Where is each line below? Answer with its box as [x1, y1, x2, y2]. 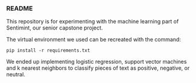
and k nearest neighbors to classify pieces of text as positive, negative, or [6, 64, 190, 72]
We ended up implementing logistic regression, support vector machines [6, 58, 187, 66]
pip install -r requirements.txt [6, 48, 90, 54]
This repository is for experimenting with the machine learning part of [6, 18, 179, 25]
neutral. [6, 71, 25, 78]
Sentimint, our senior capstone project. [6, 24, 103, 31]
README [6, 4, 33, 13]
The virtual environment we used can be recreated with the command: [6, 36, 181, 43]
